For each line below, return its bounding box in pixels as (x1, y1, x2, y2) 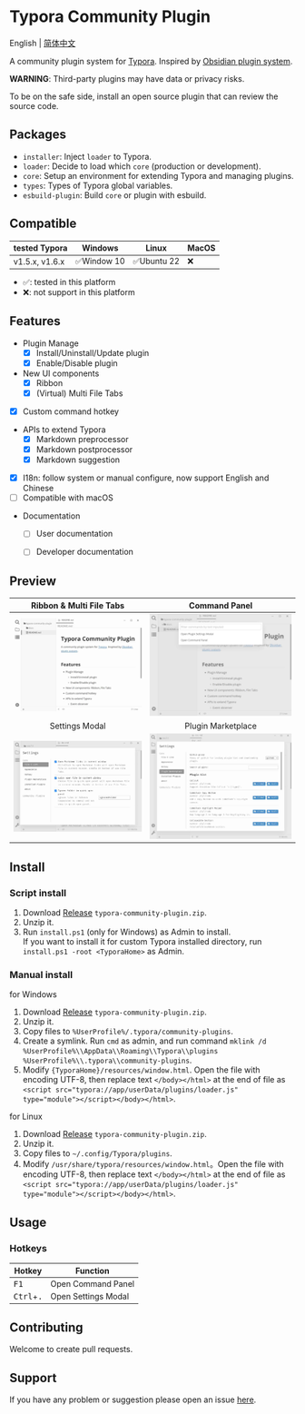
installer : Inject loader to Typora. (22, 151, 152, 162)
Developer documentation (35, 547, 134, 558)
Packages (9, 127, 66, 143)
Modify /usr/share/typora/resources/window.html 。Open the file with (22, 1159, 284, 1170)
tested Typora (13, 242, 68, 253)
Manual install (9, 969, 74, 982)
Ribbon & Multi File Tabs (31, 599, 125, 610)
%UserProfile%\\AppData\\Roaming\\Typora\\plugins (22, 1047, 219, 1056)
